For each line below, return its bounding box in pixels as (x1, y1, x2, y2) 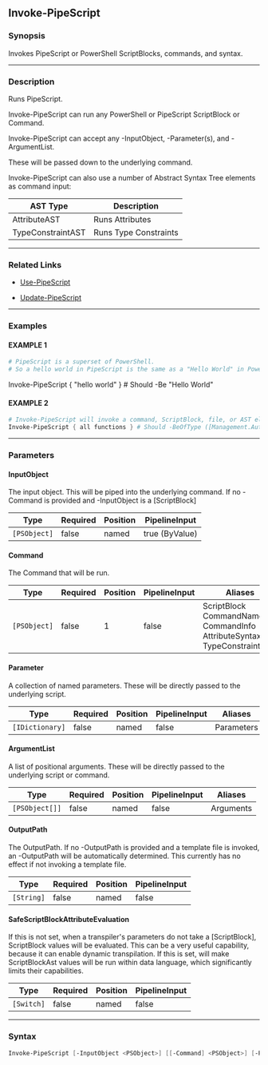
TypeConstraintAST (12, 227, 86, 238)
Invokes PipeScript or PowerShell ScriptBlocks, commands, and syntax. (8, 48, 243, 58)
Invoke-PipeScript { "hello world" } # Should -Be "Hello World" (8, 380, 214, 390)
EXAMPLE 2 (8, 398, 49, 407)
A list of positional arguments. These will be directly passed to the (8, 761, 225, 771)
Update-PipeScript (19, 293, 82, 303)
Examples (8, 320, 48, 332)
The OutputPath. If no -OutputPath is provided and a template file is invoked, (8, 843, 260, 852)
